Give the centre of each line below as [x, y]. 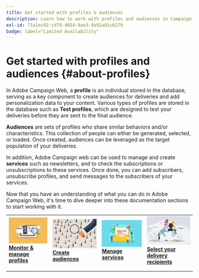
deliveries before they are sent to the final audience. [70, 116]
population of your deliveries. [42, 146]
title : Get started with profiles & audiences [65, 12]
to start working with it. [34, 207]
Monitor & [21, 247]
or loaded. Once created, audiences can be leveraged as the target [88, 140]
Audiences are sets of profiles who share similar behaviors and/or [87, 127]
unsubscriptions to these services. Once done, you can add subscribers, [95, 170]
